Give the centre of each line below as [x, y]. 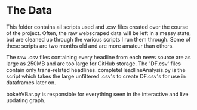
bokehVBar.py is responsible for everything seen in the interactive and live [98, 94]
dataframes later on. [31, 82]
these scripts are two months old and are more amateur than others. [90, 46]
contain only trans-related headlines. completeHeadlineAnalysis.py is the [96, 70]
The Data [29, 10]
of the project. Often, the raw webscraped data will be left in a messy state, [98, 33]
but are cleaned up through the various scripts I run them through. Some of [98, 39]
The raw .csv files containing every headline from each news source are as [98, 57]
